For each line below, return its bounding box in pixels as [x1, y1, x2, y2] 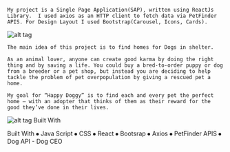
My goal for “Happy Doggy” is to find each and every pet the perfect [7, 92, 214, 99]
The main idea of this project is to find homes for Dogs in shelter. [7, 44, 214, 51]
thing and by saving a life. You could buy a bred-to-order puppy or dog [7, 62, 224, 69]
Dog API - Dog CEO [7, 138, 63, 145]
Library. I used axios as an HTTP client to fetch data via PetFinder [7, 12, 217, 19]
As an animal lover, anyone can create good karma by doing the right [7, 56, 214, 63]
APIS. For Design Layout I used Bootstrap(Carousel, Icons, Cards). [7, 19, 208, 25]
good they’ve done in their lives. [7, 104, 109, 111]
